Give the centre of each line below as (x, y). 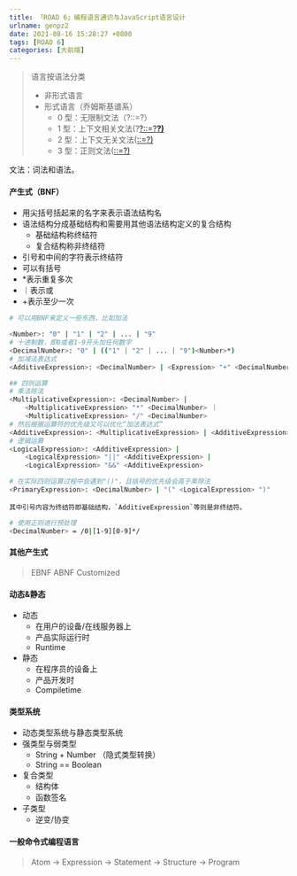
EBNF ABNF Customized (76, 572)
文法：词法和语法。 (44, 170)
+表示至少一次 (48, 301)
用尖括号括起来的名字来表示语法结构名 (91, 213)
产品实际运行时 (62, 638)
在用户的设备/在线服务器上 (83, 626)
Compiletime (58, 690)
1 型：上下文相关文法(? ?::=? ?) (111, 128)
